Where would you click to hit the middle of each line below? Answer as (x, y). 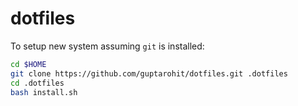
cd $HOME (28, 64)
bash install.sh (44, 92)
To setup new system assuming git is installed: (107, 46)
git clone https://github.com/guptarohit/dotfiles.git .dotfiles (149, 73)
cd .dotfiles (37, 83)
